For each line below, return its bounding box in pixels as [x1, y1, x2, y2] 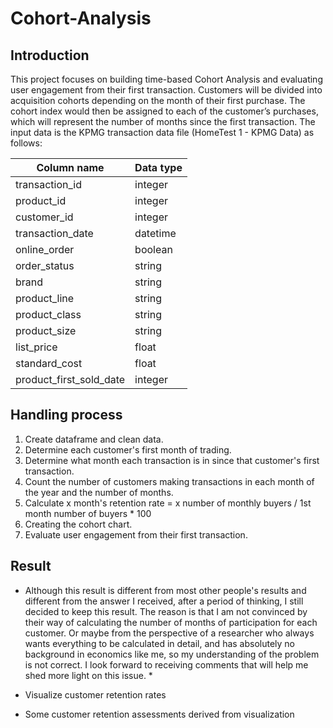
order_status [15, 259, 75, 272]
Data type [134, 161, 183, 174]
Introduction [10, 47, 90, 64]
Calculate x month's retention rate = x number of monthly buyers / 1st [24, 497, 312, 509]
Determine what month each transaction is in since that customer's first [24, 454, 320, 466]
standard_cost [15, 357, 83, 370]
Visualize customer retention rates [24, 688, 167, 701]
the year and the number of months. [24, 486, 174, 498]
